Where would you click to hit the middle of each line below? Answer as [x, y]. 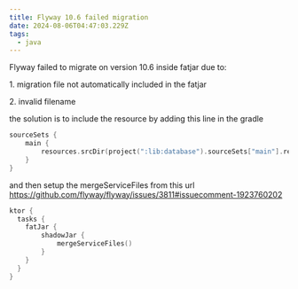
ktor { [21, 211]
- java [29, 42]
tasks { [31, 219]
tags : [19, 34]
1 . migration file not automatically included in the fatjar [108, 84]
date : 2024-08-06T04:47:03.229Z [69, 26]
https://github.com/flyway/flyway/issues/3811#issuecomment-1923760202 [146, 194]
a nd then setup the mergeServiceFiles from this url [102, 185]
